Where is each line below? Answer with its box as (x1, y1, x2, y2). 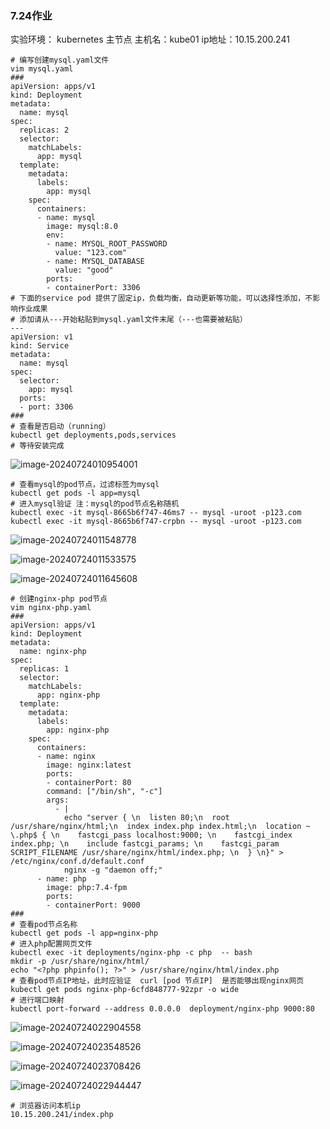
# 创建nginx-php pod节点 (10, 594, 108, 604)
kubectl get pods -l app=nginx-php (10, 928, 159, 939)
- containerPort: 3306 (46, 283, 141, 293)
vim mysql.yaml (10, 64, 74, 74)
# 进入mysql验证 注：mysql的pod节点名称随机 (10, 499, 180, 509)
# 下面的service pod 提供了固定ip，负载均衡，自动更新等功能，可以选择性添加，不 (10, 293, 313, 304)
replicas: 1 (19, 664, 70, 674)
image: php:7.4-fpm (46, 883, 128, 893)
